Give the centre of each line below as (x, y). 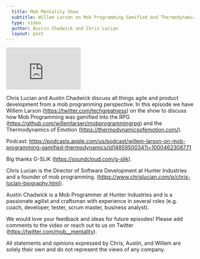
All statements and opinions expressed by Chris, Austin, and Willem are (94, 243)
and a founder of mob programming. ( (53, 177)
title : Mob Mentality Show (45, 12)
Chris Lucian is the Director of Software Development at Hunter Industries (97, 171)
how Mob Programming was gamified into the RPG (68, 117)
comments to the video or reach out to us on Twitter (70, 225)
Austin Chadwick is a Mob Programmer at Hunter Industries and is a (89, 195)
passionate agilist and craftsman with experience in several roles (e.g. (92, 201)
